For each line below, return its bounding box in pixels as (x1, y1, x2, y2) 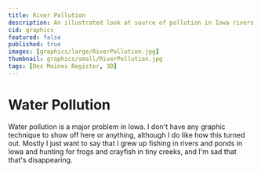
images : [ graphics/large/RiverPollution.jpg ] (8, 48, 159, 56)
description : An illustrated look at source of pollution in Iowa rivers (8, 19, 255, 27)
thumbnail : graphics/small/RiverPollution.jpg (8, 56, 163, 63)
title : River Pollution (8, 11, 86, 20)
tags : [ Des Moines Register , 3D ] (8, 63, 118, 70)
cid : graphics (8, 26, 55, 34)
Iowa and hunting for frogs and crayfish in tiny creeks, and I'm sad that (8, 146, 237, 156)
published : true (8, 41, 61, 48)
